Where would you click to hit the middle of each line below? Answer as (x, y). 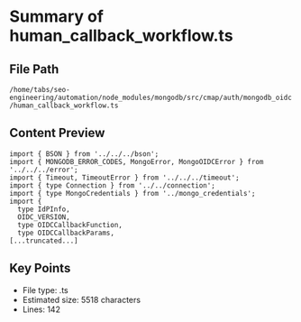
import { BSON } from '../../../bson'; (84, 154)
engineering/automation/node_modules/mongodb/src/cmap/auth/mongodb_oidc (151, 97)
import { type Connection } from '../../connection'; (113, 185)
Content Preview (57, 133)
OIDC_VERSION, (44, 217)
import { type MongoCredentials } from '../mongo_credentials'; (132, 193)
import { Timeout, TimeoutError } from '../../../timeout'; (125, 178)
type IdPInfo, (44, 209)
